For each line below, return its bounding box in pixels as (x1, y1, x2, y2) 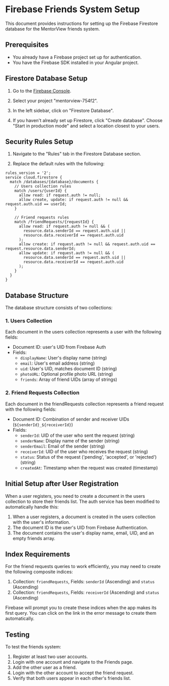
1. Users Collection (5, 317, 52, 324)
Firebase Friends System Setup (5, 4, 140, 15)
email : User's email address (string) (20, 360, 95, 367)
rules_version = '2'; (5, 170, 51, 176)
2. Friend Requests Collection (5, 389, 80, 396)
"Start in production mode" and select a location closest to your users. (12, 123, 160, 129)
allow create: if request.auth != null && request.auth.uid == (18, 242, 156, 247)
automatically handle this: (5, 503, 59, 510)
